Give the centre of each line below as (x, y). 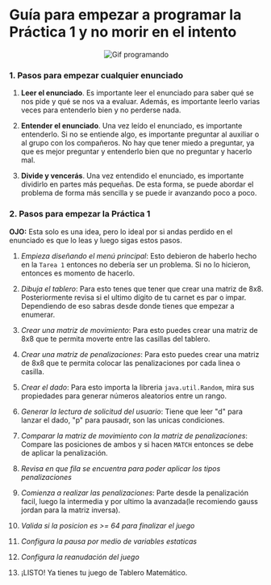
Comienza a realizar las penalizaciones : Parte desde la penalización (135, 492)
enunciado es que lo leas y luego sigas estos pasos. (96, 240)
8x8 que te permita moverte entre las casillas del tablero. (115, 339)
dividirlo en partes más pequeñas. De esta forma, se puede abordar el (137, 184)
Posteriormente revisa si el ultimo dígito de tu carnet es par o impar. (133, 297)
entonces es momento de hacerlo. (78, 273)
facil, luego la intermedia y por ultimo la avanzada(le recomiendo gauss (140, 501)
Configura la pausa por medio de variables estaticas (108, 541)
